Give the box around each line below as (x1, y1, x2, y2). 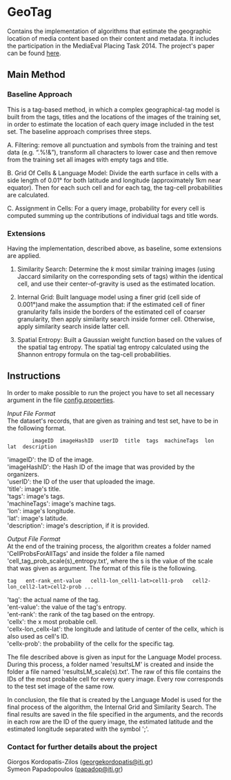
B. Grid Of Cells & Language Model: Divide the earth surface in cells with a (7, 168, 219, 177)
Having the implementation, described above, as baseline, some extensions (7, 244, 222, 252)
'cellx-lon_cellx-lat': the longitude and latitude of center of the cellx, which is (7, 625, 224, 633)
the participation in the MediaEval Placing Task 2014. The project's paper (7, 41, 215, 50)
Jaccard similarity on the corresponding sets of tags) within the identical (17, 272, 223, 280)
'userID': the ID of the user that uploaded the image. (7, 477, 155, 486)
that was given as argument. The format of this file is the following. (7, 563, 197, 572)
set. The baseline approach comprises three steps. (7, 127, 152, 135)
